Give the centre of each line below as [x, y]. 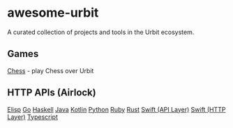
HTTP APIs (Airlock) [52, 93]
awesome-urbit [53, 13]
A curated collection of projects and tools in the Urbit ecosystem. [101, 32]
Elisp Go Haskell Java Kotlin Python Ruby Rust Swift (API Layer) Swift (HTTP [116, 109]
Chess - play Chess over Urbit [51, 70]
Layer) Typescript [32, 117]
